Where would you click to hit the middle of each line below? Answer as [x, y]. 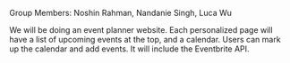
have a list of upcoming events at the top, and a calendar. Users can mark [145, 39]
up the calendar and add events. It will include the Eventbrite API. [129, 49]
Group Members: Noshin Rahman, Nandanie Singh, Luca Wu [121, 13]
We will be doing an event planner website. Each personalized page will [141, 30]
